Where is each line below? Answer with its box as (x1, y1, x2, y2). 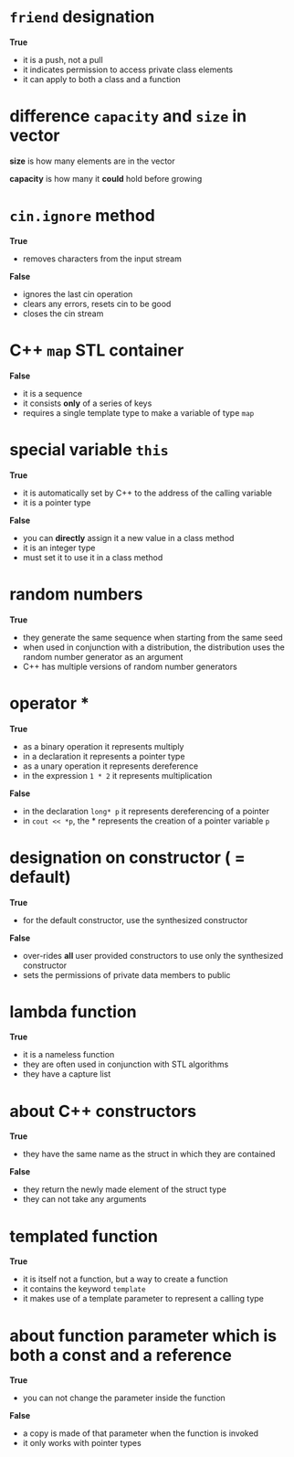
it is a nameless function (22, 1049, 115, 1060)
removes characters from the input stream (22, 253, 183, 264)
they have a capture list (22, 1069, 111, 1079)
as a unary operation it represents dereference (22, 760, 199, 771)
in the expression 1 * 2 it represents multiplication (22, 770, 213, 781)
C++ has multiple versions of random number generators (22, 661, 237, 672)
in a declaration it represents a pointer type (22, 750, 185, 761)
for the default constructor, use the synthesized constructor (22, 914, 248, 925)
